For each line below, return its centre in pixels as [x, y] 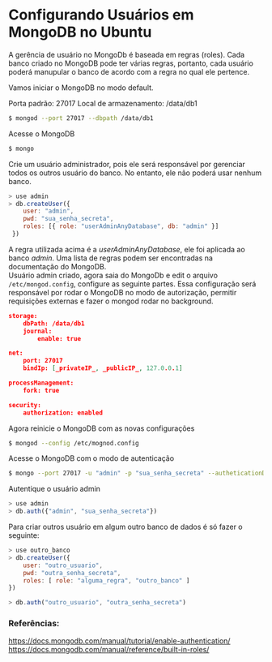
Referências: [34, 624]
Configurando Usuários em [101, 15]
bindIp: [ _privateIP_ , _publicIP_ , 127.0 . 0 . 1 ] [103, 368]
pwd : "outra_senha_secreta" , [72, 573]
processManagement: [41, 383]
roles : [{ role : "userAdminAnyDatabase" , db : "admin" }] [121, 226]
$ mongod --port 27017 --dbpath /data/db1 [81, 118]
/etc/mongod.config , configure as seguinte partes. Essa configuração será [132, 284]
